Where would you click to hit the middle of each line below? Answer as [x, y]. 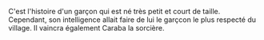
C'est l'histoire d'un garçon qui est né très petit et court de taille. [114, 11]
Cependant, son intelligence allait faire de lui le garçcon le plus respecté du [132, 20]
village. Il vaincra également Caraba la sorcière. [86, 28]
